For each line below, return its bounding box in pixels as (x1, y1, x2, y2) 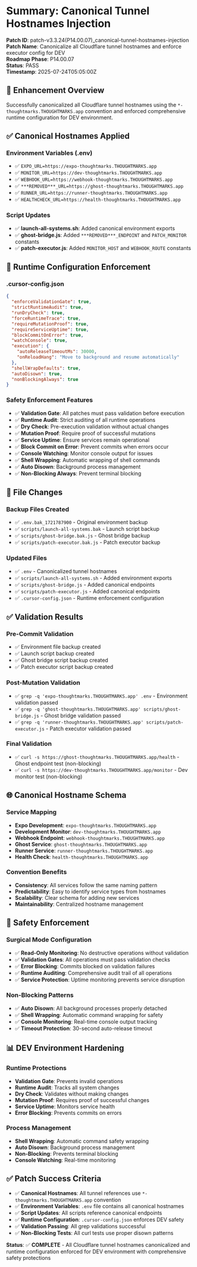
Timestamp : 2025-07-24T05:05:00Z (6, 68, 97, 75)
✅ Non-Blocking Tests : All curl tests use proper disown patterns (14, 1229, 174, 1236)
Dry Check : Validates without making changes (14, 1090, 129, 1097)
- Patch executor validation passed (45, 725, 132, 732)
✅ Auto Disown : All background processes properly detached (14, 1005, 167, 1012)
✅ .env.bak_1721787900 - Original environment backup (14, 519, 148, 526)
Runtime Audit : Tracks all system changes (14, 1084, 120, 1091)
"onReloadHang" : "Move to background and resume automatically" (17, 354, 180, 361)
